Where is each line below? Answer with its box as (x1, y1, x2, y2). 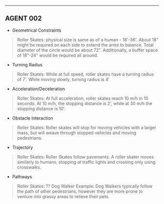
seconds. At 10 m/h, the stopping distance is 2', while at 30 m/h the (17, 101, 152, 106)
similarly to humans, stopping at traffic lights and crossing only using (17, 159, 156, 165)
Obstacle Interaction (12, 115, 53, 121)
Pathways (12, 174, 32, 180)
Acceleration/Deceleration (12, 86, 65, 92)
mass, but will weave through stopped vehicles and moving (17, 130, 137, 136)
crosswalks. (17, 164, 41, 170)
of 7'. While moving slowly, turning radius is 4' (17, 76, 110, 82)
